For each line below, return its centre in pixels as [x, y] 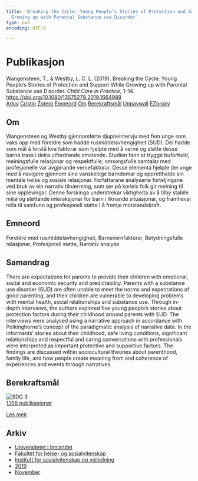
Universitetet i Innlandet [43, 447]
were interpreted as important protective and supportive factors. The [90, 346]
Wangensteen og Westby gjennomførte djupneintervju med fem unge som [96, 136]
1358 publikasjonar [29, 403]
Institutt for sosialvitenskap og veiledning [65, 460]
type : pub [18, 22]
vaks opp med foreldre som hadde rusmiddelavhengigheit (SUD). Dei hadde [98, 142]
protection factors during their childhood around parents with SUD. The [93, 314]
